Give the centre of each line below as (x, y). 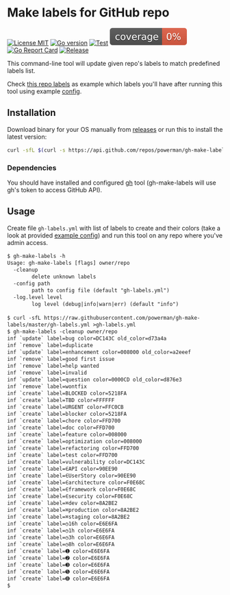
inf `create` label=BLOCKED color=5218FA (67, 393)
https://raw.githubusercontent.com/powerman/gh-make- (122, 318)
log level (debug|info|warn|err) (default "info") (105, 304)
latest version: (27, 137)
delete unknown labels (64, 277)
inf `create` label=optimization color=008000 (75, 441)
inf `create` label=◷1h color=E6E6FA (61, 530)
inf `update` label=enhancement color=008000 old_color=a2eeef (99, 352)
